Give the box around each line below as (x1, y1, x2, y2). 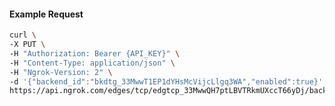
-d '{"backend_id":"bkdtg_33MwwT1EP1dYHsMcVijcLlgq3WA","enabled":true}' (9, 76, 324, 87)
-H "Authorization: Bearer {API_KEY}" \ (9, 48, 181, 59)
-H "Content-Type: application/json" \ (9, 58, 176, 68)
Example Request (9, 8, 84, 20)
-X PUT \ (9, 40, 46, 50)
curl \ (9, 30, 37, 40)
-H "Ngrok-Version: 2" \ (9, 67, 113, 77)
